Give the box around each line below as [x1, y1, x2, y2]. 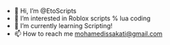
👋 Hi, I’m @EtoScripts [14, 7, 77, 15]
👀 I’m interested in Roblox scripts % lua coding [14, 14, 151, 22]
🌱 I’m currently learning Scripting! [14, 22, 113, 30]
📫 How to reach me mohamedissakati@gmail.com [14, 30, 163, 38]
